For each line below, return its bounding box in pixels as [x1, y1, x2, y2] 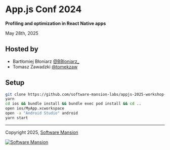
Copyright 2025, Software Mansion [5, 129, 78, 135]
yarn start [5, 115, 28, 120]
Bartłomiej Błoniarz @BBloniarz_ [12, 58, 79, 64]
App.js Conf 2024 [5, 4, 82, 15]
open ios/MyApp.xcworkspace [5, 106, 65, 111]
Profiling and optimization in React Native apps [5, 20, 106, 26]
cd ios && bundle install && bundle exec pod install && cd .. [5, 101, 142, 106]
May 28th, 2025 [5, 30, 39, 36]
